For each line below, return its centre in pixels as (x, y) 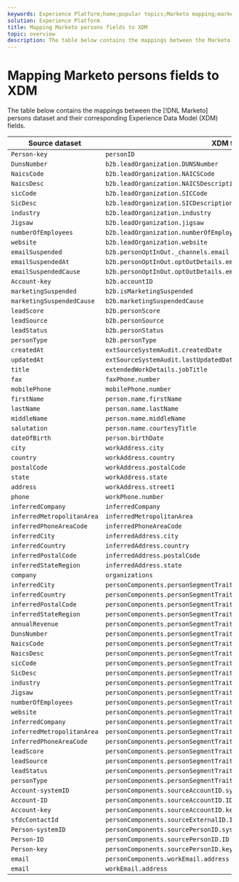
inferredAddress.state (144, 566)
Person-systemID (38, 830)
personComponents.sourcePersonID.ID (168, 840)
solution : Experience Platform (54, 21)
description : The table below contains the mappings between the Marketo (119, 41)
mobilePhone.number (138, 389)
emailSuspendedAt (40, 262)
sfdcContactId (35, 820)
